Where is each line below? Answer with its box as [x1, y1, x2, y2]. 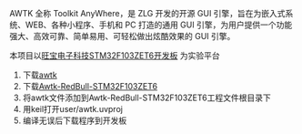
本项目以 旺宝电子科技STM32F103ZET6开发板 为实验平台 [9, 50, 220, 61]
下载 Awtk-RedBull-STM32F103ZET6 [22, 81, 157, 91]
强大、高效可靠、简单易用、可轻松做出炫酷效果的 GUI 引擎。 [9, 31, 236, 41]
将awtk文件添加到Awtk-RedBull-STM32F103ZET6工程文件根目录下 [22, 92, 271, 103]
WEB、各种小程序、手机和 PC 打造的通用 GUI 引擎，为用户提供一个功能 [25, 19, 293, 30]
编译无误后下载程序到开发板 [22, 115, 127, 126]
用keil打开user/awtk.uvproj [22, 104, 123, 114]
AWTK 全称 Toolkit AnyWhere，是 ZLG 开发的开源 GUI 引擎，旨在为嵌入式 [9, 8, 286, 18]
